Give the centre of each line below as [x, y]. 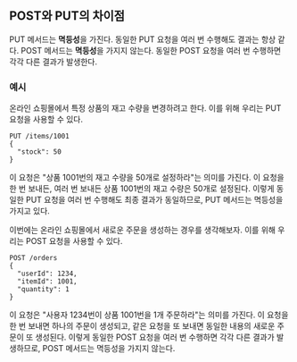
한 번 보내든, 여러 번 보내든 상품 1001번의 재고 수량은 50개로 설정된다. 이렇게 [142, 189]
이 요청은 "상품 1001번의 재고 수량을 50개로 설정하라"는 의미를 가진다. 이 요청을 [147, 178]
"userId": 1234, [47, 274]
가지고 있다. [30, 211]
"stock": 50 [40, 152]
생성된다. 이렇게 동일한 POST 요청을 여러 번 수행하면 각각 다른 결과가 [155, 337]
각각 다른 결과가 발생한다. [54, 62]
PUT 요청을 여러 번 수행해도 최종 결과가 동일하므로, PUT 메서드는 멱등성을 [154, 200]
